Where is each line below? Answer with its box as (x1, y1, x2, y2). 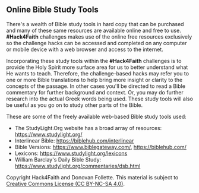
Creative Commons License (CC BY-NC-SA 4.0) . (6, 180, 125, 187)
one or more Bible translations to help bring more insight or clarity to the (6, 76, 183, 83)
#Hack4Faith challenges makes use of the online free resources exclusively (6, 33, 192, 40)
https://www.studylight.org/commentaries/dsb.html (14, 162, 141, 169)
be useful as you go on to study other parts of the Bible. (6, 101, 143, 109)
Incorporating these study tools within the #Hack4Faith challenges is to (6, 57, 182, 64)
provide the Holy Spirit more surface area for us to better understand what (6, 64, 188, 71)
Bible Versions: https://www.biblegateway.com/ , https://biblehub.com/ (14, 143, 187, 150)
